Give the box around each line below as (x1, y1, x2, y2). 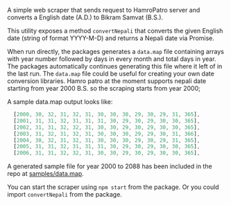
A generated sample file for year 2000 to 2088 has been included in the (7, 162, 213, 170)
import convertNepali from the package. (7, 190, 123, 199)
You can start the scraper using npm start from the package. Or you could (7, 183, 220, 191)
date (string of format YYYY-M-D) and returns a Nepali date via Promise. (7, 34, 215, 42)
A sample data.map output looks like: (7, 98, 113, 106)
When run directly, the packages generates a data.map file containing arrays (7, 48, 224, 55)
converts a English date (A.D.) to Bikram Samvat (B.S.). (7, 13, 164, 21)
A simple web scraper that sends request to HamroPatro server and (7, 6, 200, 14)
